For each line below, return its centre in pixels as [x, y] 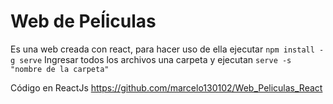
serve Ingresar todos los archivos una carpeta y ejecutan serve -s [155, 59]
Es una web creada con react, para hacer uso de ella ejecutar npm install [162, 49]
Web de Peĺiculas [83, 21]
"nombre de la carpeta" [60, 69]
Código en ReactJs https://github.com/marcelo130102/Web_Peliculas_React [166, 87]
